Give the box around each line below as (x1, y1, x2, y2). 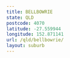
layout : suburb (6, 43, 45, 49)
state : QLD (6, 14, 34, 21)
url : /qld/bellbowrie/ (6, 37, 64, 43)
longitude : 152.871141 (6, 31, 64, 37)
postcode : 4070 (6, 20, 45, 26)
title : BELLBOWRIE (6, 8, 53, 15)
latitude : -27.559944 (6, 25, 61, 32)
